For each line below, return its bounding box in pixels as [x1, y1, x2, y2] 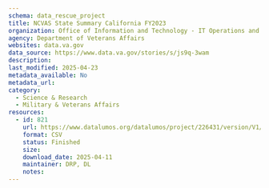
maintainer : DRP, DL [22, 161, 91, 169]
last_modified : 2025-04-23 [8, 64, 98, 72]
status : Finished [22, 138, 81, 146]
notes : [22, 168, 45, 176]
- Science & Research [15, 94, 88, 102]
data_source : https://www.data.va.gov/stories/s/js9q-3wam [8, 49, 210, 57]
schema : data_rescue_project [8, 11, 106, 20]
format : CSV [22, 130, 62, 138]
